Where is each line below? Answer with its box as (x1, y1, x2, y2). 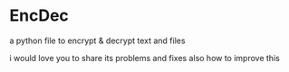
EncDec (9, 5, 70, 26)
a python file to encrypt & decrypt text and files (9, 35, 186, 46)
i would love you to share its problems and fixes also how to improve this (9, 52, 281, 63)
